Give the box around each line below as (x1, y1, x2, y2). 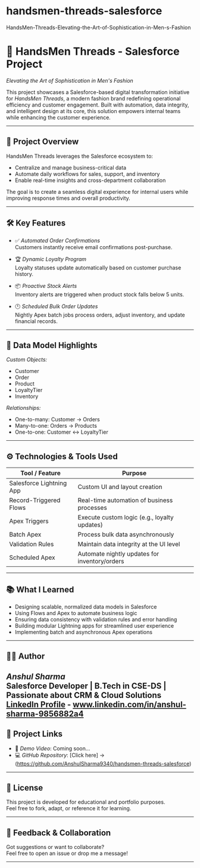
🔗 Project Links (6, 729, 63, 739)
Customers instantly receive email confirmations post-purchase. (14, 243, 173, 250)
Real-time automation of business (77, 496, 173, 504)
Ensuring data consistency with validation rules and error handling (14, 616, 177, 623)
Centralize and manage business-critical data (14, 164, 127, 171)
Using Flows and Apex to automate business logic (14, 609, 137, 616)
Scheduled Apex (9, 553, 55, 562)
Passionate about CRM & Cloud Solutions (6, 690, 162, 700)
